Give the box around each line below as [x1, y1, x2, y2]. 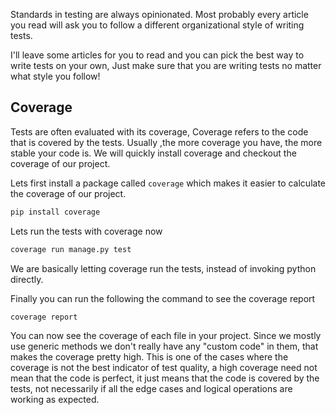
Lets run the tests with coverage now [10, 225, 163, 237]
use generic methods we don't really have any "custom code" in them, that [10, 340, 319, 353]
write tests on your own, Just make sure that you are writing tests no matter [10, 60, 322, 71]
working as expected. [10, 394, 100, 406]
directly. [10, 273, 44, 285]
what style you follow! [10, 70, 101, 82]
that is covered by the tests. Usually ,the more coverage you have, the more [10, 136, 323, 148]
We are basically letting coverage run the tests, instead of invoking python [10, 262, 317, 274]
